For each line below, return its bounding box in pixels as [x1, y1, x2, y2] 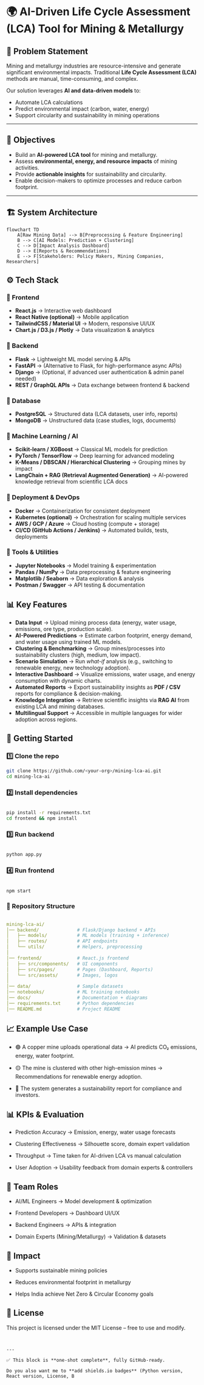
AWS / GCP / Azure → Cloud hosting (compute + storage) [15, 520, 160, 527]
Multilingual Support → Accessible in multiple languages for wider [15, 709, 183, 716]
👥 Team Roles [6, 1181, 59, 1192]
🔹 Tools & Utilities [6, 548, 59, 556]
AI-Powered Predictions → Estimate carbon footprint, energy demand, [15, 632, 193, 639]
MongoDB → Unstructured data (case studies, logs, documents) [15, 416, 176, 424]
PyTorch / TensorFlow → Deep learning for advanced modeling [15, 452, 175, 460]
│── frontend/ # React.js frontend [6, 955, 129, 961]
